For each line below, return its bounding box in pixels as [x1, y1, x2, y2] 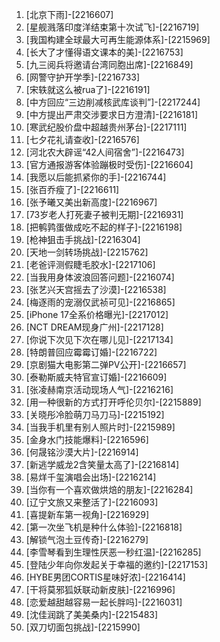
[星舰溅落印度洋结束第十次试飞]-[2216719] [25, 21, 200, 33]
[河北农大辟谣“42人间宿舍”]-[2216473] [25, 146, 185, 158]
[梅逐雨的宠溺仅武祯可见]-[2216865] [25, 296, 176, 308]
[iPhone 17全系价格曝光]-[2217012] [25, 309, 169, 320]
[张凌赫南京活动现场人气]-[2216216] [25, 384, 174, 395]
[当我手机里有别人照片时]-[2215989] [25, 421, 176, 433]
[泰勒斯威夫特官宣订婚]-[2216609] [25, 371, 168, 383]
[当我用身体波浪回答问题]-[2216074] [25, 271, 175, 283]
